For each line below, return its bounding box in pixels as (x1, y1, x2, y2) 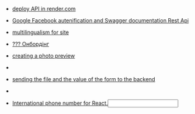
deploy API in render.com (12, 5, 76, 12)
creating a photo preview (12, 52, 75, 59)
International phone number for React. (12, 99, 108, 107)
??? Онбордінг (12, 41, 49, 47)
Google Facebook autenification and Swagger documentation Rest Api (12, 17, 189, 24)
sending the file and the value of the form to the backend (12, 76, 155, 82)
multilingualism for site (12, 29, 69, 36)
